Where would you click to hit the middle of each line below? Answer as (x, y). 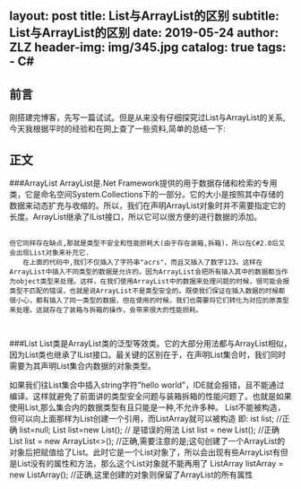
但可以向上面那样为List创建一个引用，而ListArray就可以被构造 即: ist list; (142, 419)
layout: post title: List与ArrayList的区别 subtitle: (144, 16)
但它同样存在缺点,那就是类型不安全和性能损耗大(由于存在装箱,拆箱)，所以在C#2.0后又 (147, 244)
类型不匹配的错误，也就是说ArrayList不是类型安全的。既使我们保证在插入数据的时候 (144, 291)
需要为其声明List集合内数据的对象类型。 (83, 366)
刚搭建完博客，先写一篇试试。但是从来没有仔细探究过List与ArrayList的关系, (147, 118)
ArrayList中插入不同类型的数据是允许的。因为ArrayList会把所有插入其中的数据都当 (146, 272)
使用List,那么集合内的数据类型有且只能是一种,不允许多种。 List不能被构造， (147, 407)
